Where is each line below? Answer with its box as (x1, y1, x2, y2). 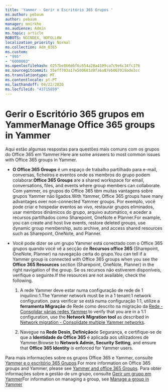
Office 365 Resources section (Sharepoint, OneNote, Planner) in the (12, 262, 154, 268)
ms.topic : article (5, 31, 44, 36)
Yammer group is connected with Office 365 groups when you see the (12, 256, 158, 263)
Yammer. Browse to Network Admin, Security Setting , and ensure (20, 340, 156, 346)
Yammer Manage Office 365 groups (5, 119, 155, 130)
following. (12, 278, 33, 284)
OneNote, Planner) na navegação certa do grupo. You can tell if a (12, 251, 146, 257)
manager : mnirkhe (5, 21, 42, 27)
